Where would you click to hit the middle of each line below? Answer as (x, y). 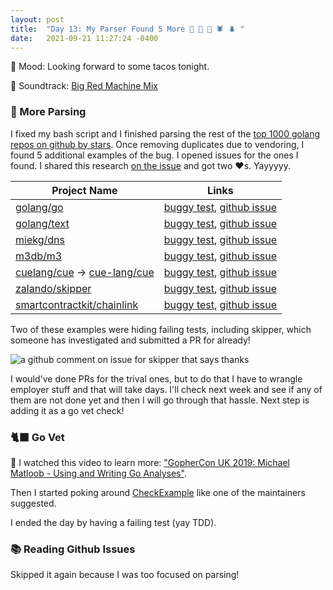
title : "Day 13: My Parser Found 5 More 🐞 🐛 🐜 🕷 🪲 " (127, 29)
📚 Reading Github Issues (73, 549)
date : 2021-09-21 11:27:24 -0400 (84, 38)
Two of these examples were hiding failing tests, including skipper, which (161, 329)
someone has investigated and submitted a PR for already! (130, 340)
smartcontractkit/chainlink (77, 304)
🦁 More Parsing (48, 112)
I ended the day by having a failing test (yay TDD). (113, 522)
